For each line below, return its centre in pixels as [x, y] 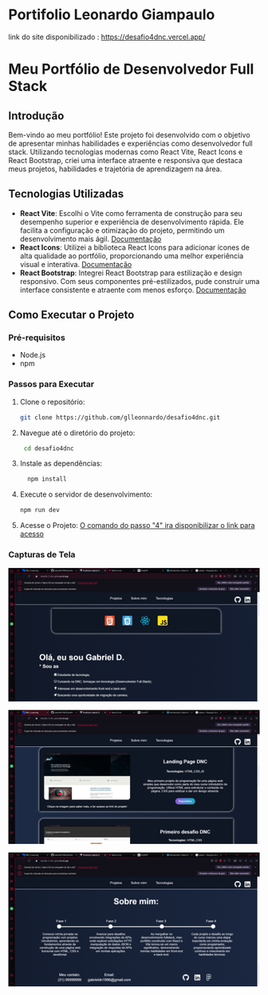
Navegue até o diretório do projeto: [77, 433]
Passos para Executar [51, 384]
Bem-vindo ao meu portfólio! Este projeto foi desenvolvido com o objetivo [129, 134]
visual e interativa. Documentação [76, 264]
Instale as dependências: [61, 464]
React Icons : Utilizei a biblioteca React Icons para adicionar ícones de [134, 247]
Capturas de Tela [42, 555]
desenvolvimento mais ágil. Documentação [91, 238]
